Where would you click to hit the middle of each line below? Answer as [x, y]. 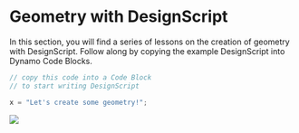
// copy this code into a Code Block [81, 77]
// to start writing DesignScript [75, 86]
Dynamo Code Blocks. [51, 61]
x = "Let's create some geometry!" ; [78, 102]
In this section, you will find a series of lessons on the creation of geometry [149, 42]
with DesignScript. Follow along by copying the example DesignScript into [147, 51]
